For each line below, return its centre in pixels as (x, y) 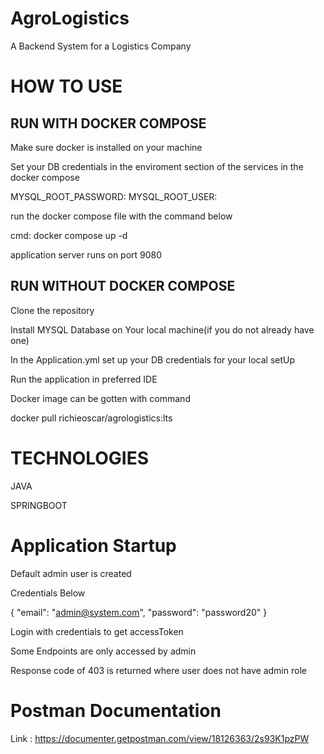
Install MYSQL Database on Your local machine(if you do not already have (162, 329)
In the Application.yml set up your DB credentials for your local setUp (153, 359)
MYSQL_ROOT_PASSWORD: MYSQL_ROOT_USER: (114, 196)
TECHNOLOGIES (80, 458)
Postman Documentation (116, 710)
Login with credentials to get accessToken (97, 631)
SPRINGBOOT (39, 505)
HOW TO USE (66, 86)
